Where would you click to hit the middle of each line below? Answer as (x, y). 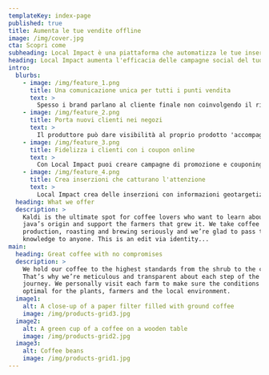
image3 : (28, 344)
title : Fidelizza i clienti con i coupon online (112, 150)
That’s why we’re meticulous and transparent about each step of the (141, 276)
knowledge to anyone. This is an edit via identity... (116, 240)
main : (17, 247)
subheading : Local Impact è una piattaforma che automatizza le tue (125, 53)
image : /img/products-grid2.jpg (76, 336)
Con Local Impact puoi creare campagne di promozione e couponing (150, 165)
